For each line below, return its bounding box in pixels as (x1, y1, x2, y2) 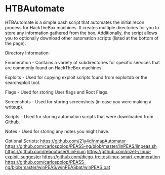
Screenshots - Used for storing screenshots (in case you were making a (5, 98, 152, 104)
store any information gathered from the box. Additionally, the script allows (5, 30, 157, 36)
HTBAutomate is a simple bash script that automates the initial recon (5, 19, 145, 25)
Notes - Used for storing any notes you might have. (5, 128, 110, 134)
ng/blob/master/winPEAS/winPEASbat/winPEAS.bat (5, 164, 110, 170)
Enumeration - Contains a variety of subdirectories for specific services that (5, 59, 160, 65)
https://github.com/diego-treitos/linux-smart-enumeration (42, 154, 160, 160)
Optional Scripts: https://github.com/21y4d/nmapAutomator (5, 138, 126, 144)
